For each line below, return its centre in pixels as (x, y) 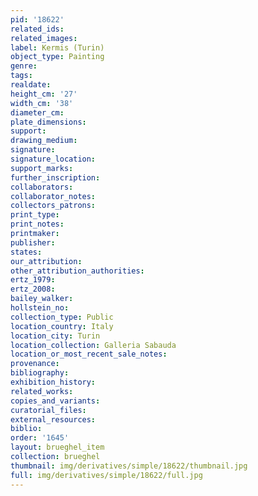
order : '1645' (40, 438)
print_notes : (37, 224)
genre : (24, 66)
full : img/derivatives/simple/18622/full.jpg (106, 475)
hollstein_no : (40, 308)
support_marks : (42, 168)
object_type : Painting (57, 57)
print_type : (35, 215)
